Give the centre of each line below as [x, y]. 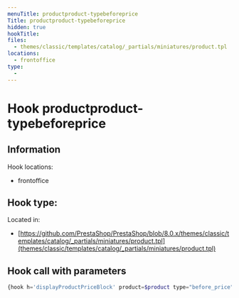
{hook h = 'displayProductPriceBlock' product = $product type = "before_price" [121, 287]
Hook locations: [30, 167]
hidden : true [27, 27]
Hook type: [33, 203]
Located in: [24, 220]
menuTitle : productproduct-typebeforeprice [73, 14]
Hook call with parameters [67, 271]
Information [34, 150]
